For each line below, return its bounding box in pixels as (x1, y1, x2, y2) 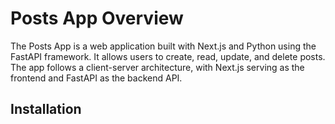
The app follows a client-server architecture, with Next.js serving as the (10, 61, 305, 73)
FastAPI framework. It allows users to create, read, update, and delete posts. (10, 50, 326, 62)
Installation (10, 101, 82, 118)
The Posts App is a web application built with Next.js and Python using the (10, 40, 317, 52)
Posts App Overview (10, 7, 184, 30)
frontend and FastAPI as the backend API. (10, 72, 183, 84)
